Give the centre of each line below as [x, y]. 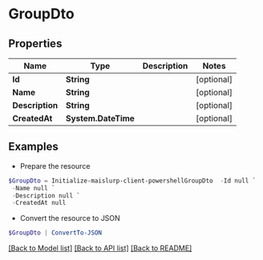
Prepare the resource [55, 166]
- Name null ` [34, 188]
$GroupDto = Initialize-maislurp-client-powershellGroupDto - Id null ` [132, 181]
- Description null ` [46, 196]
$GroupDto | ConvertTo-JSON [55, 233]
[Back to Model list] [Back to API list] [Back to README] [100, 248]
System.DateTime [100, 118]
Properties [35, 44]
